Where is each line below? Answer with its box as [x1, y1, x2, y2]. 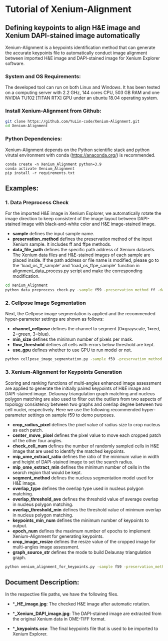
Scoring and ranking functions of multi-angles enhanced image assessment [5, 380, 161, 386]
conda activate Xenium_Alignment [5, 166, 75, 171]
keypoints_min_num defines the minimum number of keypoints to [12, 517, 149, 523]
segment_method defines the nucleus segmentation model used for [12, 474, 154, 481]
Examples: [5, 184, 39, 193]
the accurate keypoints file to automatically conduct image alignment [5, 50, 147, 56]
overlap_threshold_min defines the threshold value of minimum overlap [12, 506, 161, 512]
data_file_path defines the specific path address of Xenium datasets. [12, 247, 156, 253]
